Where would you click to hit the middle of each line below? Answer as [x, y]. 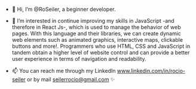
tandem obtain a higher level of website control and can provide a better [101, 53]
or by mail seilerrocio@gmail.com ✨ [71, 79]
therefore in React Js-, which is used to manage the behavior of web [96, 27]
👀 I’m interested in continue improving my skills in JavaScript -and [93, 21]
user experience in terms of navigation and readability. [79, 59]
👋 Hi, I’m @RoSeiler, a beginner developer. [64, 9]
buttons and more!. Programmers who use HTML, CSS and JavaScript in [101, 46]
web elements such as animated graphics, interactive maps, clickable [97, 40]
